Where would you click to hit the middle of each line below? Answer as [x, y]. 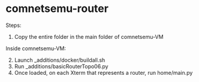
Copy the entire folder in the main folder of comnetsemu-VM [89, 37]
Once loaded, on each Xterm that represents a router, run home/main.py [103, 72]
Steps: [13, 25]
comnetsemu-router [57, 9]
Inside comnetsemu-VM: [36, 48]
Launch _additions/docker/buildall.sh [60, 60]
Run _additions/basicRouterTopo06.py [61, 66]
